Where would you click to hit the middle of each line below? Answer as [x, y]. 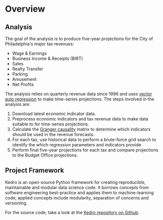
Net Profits [23, 84]
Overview [25, 9]
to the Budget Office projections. [45, 155]
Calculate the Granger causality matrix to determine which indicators [81, 129]
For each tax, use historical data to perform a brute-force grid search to [84, 140]
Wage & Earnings [30, 53]
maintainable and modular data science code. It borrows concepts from [77, 187]
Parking [20, 74]
